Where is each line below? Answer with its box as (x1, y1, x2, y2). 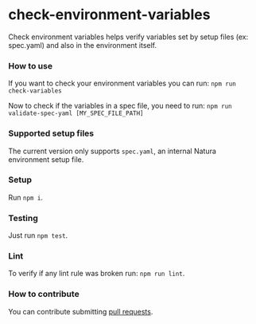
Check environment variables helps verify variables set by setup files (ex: (8, 32, 249, 41)
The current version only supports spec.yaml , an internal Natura (8, 146, 217, 156)
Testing (8, 212, 38, 223)
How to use (8, 60, 53, 71)
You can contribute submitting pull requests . (8, 306, 153, 316)
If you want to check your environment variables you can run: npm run (8, 78, 237, 89)
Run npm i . (8, 192, 44, 202)
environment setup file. (8, 154, 84, 164)
